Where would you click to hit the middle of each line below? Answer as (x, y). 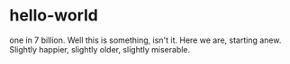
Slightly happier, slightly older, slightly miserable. (100, 49)
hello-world (54, 16)
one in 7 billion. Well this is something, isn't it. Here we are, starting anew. (145, 40)
